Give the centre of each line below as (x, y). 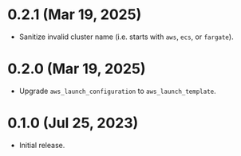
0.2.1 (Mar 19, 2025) (75, 15)
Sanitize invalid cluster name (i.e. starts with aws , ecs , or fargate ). (126, 37)
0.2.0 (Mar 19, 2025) (77, 69)
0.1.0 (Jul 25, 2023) (73, 123)
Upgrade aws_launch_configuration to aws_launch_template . (117, 91)
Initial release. (42, 145)
